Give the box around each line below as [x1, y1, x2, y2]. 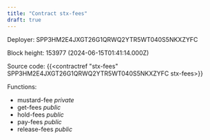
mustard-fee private [17, 95, 74, 104]
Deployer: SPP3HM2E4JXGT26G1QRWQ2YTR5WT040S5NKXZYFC [7, 35, 198, 43]
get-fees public [17, 103, 61, 111]
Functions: [7, 82, 37, 91]
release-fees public [17, 125, 73, 133]
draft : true [7, 16, 41, 23]
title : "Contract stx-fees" [7, 10, 88, 17]
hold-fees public [17, 110, 64, 119]
